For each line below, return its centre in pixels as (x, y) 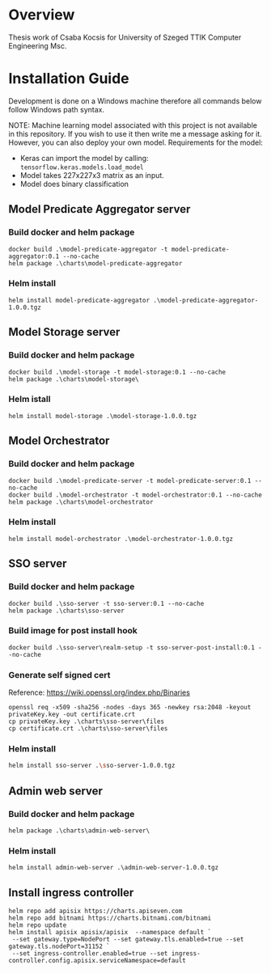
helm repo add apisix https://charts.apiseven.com (95, 912)
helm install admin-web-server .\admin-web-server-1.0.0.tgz (114, 868)
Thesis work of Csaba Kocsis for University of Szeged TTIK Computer (125, 37)
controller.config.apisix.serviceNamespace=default (97, 961)
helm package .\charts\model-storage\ (74, 379)
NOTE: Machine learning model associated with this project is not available (133, 125)
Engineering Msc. (38, 45)
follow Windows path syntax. (57, 109)
